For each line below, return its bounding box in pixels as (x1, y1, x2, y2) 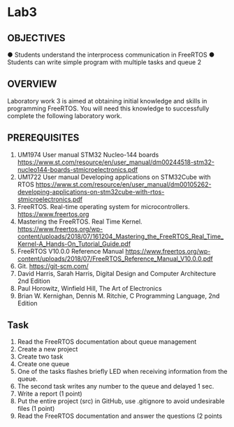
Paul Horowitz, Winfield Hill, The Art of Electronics (17, 284, 162, 292)
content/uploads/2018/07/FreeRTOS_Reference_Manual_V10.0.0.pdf (17, 254, 213, 263)
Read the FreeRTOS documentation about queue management (17, 338, 197, 346)
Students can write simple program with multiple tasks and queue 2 (7, 58, 201, 66)
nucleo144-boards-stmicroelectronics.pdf (17, 165, 138, 173)
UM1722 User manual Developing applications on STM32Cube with (17, 173, 211, 181)
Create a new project (17, 345, 78, 354)
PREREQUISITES (7, 132, 80, 144)
